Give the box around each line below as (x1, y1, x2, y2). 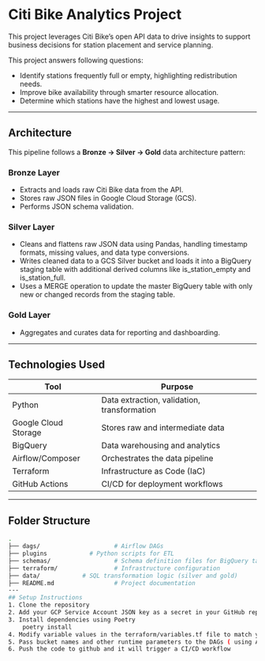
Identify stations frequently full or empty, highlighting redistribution (19, 70, 238, 80)
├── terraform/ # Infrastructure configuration (8, 564, 221, 572)
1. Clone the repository (8, 601, 90, 610)
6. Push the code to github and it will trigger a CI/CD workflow (8, 645, 231, 653)
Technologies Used (8, 358, 105, 372)
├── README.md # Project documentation (8, 579, 196, 587)
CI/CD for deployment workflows (101, 478, 223, 489)
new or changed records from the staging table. (19, 290, 176, 300)
